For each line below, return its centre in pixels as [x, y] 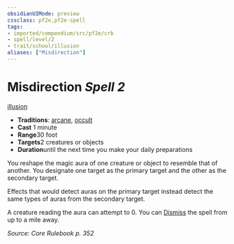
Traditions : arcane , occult [55, 120]
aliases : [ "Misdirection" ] [46, 53]
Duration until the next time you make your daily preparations [105, 149]
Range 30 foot [37, 135]
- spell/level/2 [31, 40]
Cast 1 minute [37, 127]
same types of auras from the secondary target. [76, 199]
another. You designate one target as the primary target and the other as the [117, 170]
